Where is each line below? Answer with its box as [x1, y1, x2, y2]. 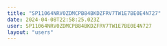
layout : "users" [7, 28, 54, 36]
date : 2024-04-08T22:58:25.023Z [7, 16, 100, 23]
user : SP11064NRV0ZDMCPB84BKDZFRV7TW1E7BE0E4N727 [7, 22, 153, 29]
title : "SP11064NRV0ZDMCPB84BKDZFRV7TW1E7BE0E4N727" [7, 9, 162, 17]
